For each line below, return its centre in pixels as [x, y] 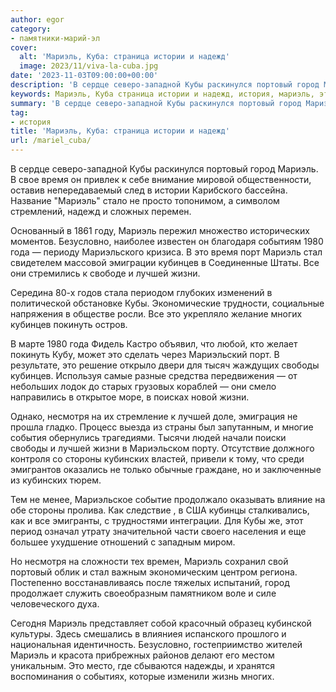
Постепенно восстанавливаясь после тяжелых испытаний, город [150, 582]
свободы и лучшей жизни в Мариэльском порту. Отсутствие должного [162, 448]
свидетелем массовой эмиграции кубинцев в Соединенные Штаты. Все [165, 262]
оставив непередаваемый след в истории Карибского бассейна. [149, 190]
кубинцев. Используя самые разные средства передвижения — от [154, 375]
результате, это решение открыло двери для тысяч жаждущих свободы [165, 365]
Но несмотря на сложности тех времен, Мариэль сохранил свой [149, 561]
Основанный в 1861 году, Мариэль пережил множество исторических [160, 230]
